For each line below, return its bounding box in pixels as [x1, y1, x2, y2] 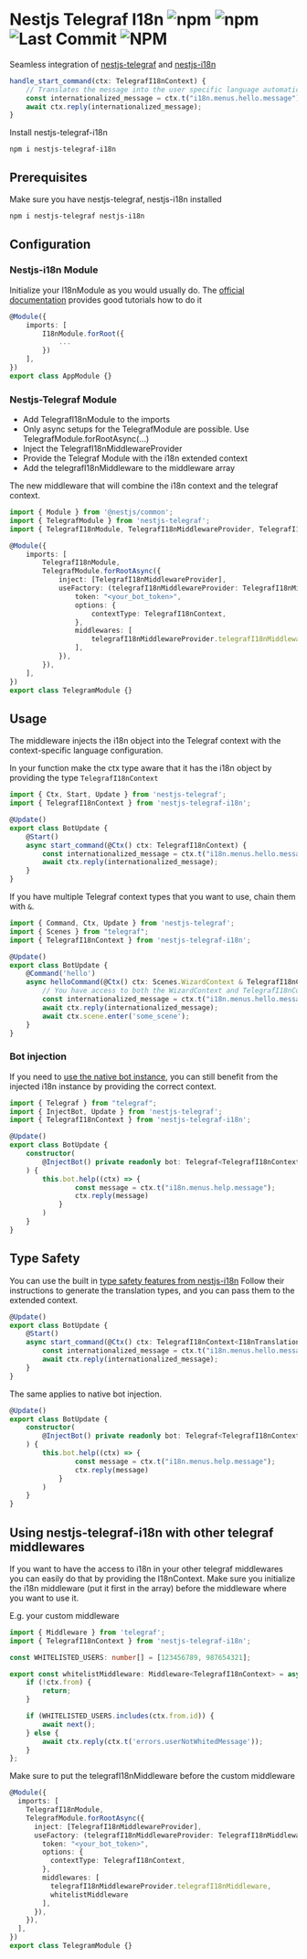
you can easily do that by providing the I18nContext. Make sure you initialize [9, 1573, 295, 1584]
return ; [42, 1686, 71, 1696]
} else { [26, 1729, 59, 1738]
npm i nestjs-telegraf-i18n [9, 145, 117, 155]
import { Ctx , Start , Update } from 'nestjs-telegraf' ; [9, 790, 227, 799]
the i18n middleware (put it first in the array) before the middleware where [9, 1582, 287, 1593]
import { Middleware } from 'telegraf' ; [9, 1628, 166, 1637]
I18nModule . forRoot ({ [42, 329, 125, 338]
